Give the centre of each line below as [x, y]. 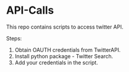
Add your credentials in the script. [56, 62]
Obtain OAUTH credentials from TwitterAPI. [67, 50]
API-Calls [30, 10]
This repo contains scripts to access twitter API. [65, 27]
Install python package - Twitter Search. [64, 56]
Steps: [14, 38]
